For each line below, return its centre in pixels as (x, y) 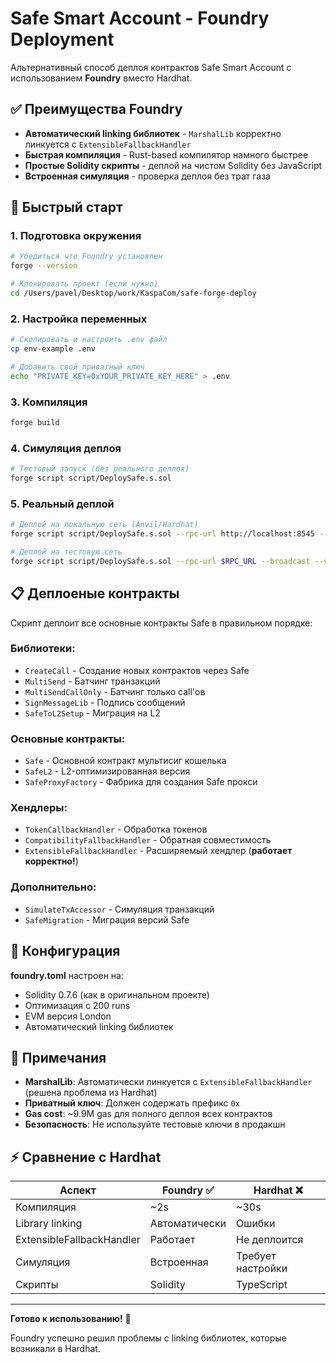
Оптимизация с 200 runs (77, 1005)
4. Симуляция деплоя (66, 448)
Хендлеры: (39, 808)
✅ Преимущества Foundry (96, 109)
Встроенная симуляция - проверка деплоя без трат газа (147, 176)
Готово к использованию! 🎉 (71, 1319)
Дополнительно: (53, 887)
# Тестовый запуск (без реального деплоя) (100, 469)
